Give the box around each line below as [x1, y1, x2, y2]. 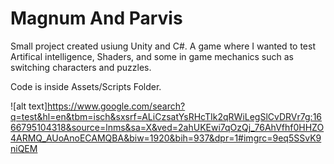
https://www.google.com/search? [47, 100, 186, 112]
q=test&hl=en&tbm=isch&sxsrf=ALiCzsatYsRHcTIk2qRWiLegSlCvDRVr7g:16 [10, 110, 323, 122]
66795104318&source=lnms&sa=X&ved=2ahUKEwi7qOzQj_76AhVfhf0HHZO [10, 121, 325, 133]
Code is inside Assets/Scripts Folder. [10, 80, 162, 92]
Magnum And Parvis [10, 7, 183, 30]
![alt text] [10, 100, 48, 112]
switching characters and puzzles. [10, 61, 152, 73]
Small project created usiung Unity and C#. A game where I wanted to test [10, 40, 316, 52]
